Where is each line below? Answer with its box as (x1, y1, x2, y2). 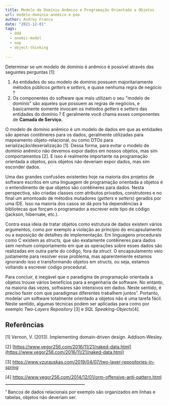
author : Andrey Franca (5, 17, 53, 22)
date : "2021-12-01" (5, 21, 46, 27)
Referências (5, 321, 44, 329)
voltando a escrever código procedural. (5, 264, 87, 270)
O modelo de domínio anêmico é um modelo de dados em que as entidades (5, 126, 162, 132)
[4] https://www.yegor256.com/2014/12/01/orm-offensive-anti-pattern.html (5, 374, 162, 380)
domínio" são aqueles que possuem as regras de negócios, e (12, 100, 140, 106)
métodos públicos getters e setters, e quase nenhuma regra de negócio (12, 84, 162, 90)
